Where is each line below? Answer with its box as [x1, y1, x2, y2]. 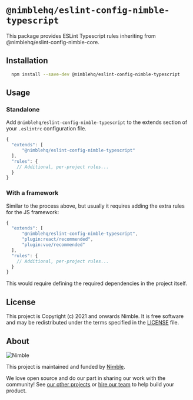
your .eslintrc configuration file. [6, 125, 86, 132]
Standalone [6, 105, 40, 113]
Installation [6, 55, 48, 66]
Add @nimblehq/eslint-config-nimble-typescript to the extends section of [6, 119, 188, 126]
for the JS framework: [6, 208, 59, 215]
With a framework [6, 189, 59, 197]
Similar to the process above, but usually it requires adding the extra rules [6, 202, 185, 209]
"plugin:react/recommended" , [21, 237, 94, 242]
